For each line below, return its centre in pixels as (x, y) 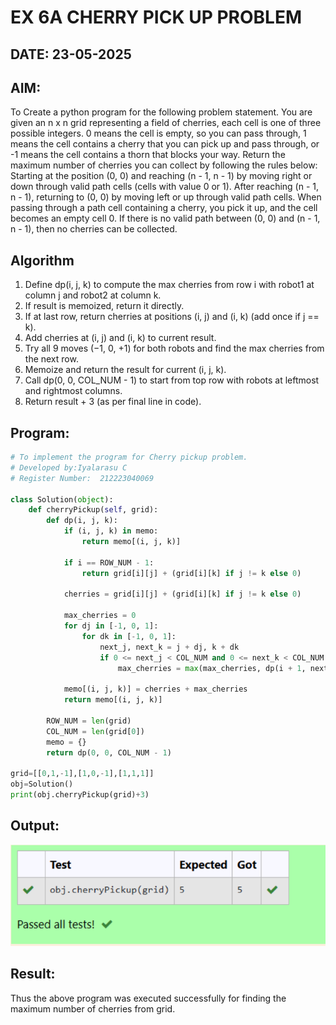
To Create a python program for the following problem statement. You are (161, 112)
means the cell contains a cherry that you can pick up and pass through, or (165, 144)
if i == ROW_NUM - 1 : (109, 562)
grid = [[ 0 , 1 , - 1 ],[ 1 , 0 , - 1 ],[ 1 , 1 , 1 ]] (82, 774)
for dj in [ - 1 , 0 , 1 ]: (111, 626)
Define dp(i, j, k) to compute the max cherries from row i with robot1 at (169, 285)
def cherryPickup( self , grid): (93, 510)
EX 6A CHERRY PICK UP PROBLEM (156, 17)
